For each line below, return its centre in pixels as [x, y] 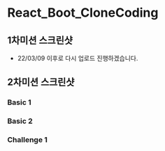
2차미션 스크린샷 [41, 82]
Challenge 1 [27, 140]
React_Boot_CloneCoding [83, 13]
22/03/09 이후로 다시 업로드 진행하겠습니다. [78, 58]
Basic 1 [19, 102]
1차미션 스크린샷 [40, 40]
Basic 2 [20, 121]
